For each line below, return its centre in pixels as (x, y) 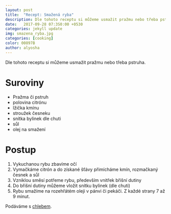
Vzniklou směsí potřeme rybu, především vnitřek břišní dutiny (77, 180)
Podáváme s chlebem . (28, 206)
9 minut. (21, 196)
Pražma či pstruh (31, 97)
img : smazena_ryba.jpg (29, 34)
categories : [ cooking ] (29, 39)
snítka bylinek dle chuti (37, 118)
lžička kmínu (26, 108)
